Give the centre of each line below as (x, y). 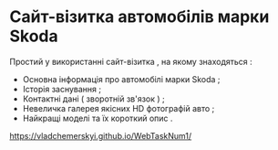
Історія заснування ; (62, 89)
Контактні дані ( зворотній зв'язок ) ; (94, 99)
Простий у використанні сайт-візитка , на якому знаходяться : (131, 61)
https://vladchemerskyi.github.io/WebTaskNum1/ (101, 135)
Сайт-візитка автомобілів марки (139, 17)
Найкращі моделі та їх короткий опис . (98, 118)
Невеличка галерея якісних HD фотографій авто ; (118, 108)
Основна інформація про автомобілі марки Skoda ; (121, 79)
